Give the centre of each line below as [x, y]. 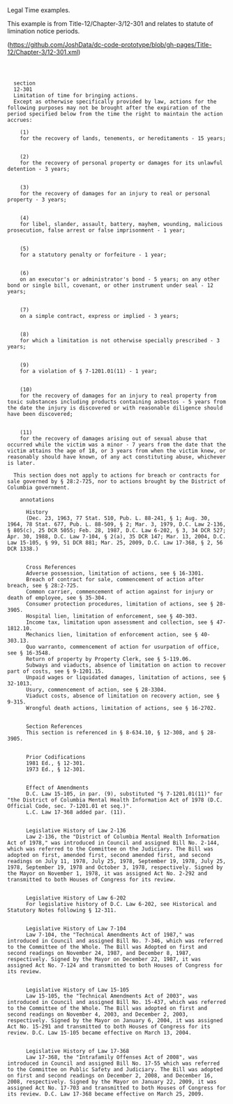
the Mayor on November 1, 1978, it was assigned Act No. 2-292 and [107, 874]
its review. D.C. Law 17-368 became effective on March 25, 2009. [106, 1094]
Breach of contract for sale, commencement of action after [115, 580]
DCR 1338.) [23, 549]
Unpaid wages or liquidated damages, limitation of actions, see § [126, 678]
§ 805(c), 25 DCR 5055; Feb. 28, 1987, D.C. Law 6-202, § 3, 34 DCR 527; [117, 531]
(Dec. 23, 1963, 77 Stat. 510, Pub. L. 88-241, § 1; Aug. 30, [118, 518]
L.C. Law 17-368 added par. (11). [76, 812]
